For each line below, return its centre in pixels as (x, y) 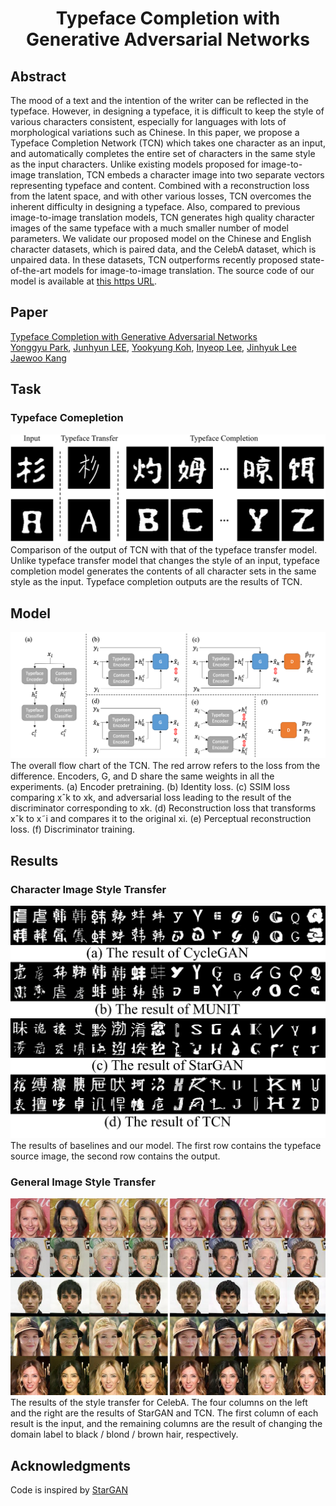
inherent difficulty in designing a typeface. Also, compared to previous (155, 206)
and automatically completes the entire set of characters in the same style (163, 153)
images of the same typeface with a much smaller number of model (149, 228)
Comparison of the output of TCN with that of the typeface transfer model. (164, 550)
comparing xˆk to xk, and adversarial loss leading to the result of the (151, 798)
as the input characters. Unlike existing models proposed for (135, 164)
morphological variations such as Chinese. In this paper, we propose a (155, 132)
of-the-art (31, 270)
